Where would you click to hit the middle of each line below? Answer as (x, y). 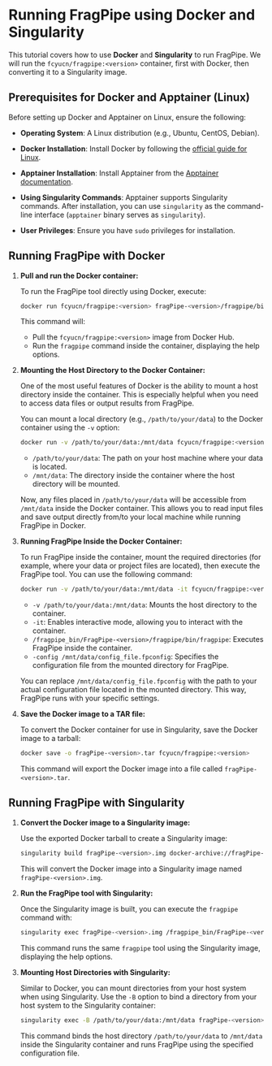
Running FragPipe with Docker (87, 256)
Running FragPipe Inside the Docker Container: (101, 541)
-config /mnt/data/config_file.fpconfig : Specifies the (125, 656)
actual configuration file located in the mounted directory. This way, (133, 690)
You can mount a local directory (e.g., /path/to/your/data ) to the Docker (142, 419)
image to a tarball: (50, 739)
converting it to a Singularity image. (68, 71)
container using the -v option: (70, 427)
